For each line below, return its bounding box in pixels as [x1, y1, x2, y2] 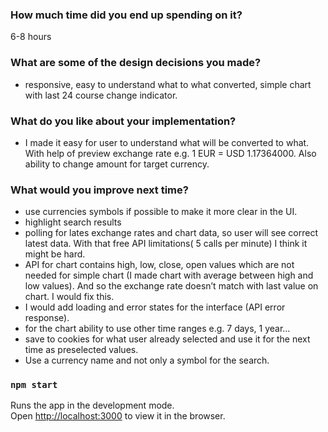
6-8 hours [10, 31, 52, 43]
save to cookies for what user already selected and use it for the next [24, 333, 311, 345]
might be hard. [24, 248, 86, 260]
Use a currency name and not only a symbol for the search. [24, 354, 270, 367]
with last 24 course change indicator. [24, 89, 178, 101]
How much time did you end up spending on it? [10, 8, 243, 22]
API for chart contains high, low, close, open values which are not [24, 259, 295, 271]
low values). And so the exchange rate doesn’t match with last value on [24, 280, 319, 292]
